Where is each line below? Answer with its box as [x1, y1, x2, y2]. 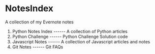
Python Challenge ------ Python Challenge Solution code [12, 34, 128, 39]
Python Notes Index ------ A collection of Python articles [12, 28, 128, 34]
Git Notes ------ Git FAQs [12, 44, 63, 50]
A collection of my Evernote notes [5, 19, 74, 25]
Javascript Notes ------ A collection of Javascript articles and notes [12, 38, 150, 44]
